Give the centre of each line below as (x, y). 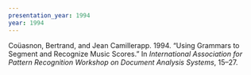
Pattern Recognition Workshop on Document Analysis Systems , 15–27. (123, 62)
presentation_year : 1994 (49, 15)
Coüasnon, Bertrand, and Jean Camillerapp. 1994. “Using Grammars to (124, 45)
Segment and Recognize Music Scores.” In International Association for (125, 54)
